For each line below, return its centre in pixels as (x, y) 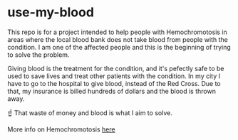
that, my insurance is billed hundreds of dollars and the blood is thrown (112, 91)
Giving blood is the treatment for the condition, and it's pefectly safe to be (116, 68)
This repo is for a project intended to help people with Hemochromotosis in (118, 32)
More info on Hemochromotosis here (61, 129)
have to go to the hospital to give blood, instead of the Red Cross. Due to (114, 83)
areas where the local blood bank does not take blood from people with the (118, 39)
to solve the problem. (38, 55)
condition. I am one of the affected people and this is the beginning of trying (119, 47)
